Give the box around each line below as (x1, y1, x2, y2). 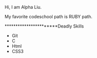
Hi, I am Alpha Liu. (4, 4, 42, 10)
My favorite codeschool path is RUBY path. (4, 14, 93, 19)
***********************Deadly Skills (4, 23, 84, 29)
